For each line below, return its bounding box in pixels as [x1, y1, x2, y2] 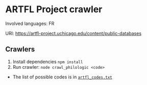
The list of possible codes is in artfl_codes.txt [12, 74, 112, 80]
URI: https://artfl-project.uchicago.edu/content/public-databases [5, 30, 142, 36]
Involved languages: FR [5, 20, 55, 26]
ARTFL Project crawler [5, 4, 103, 15]
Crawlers [5, 45, 35, 54]
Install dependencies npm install [12, 59, 83, 65]
